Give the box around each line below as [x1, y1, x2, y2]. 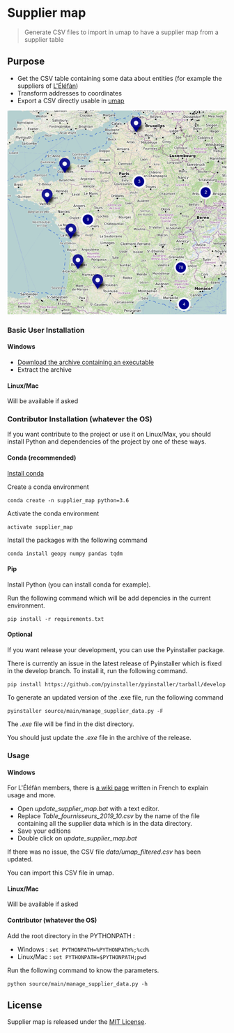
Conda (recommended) [7, 453, 77, 462]
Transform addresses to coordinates [17, 89, 122, 97]
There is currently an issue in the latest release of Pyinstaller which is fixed [7, 659, 222, 668]
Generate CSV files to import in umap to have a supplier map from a [24, 28, 219, 36]
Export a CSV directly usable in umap [17, 96, 125, 105]
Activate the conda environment [7, 509, 100, 518]
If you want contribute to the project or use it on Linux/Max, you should [7, 430, 211, 439]
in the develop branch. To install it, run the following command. [7, 667, 188, 675]
